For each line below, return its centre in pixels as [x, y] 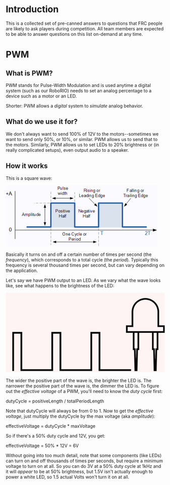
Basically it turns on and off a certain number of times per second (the [79, 254]
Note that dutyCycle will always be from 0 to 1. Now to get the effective [79, 411]
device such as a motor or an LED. [41, 96]
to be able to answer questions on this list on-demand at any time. [74, 34]
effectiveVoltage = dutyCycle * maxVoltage [50, 426]
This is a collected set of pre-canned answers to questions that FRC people [84, 23]
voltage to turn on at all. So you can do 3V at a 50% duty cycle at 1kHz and [83, 466]
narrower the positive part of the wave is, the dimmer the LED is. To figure [82, 386]
